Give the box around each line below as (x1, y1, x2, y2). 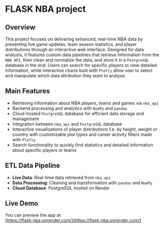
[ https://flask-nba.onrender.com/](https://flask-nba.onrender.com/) (5, 218, 141, 224)
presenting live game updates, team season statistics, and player (5, 41, 137, 47)
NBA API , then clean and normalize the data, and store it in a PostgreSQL (5, 57, 149, 63)
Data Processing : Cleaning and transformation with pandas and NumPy (12, 180, 153, 186)
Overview (5, 23, 36, 32)
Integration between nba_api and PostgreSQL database (12, 121, 122, 127)
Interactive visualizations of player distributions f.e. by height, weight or (12, 126, 158, 132)
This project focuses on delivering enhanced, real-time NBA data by (5, 36, 143, 42)
